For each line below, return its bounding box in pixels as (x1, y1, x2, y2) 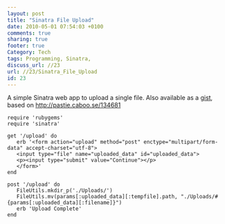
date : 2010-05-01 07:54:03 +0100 (7, 23, 104, 30)
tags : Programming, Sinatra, (7, 55, 91, 62)
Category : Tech (7, 49, 51, 56)
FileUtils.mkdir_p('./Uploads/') (16, 187, 113, 194)
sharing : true (7, 36, 48, 43)
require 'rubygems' (7, 114, 64, 121)
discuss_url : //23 (7, 62, 60, 69)
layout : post (7, 10, 45, 17)
